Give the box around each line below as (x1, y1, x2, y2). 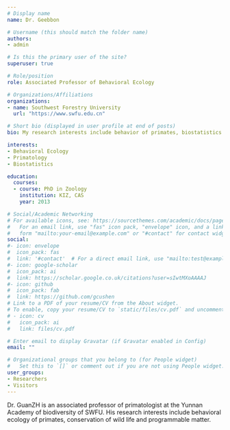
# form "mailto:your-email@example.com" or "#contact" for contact (7, 230, 210, 237)
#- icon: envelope (7, 242, 60, 250)
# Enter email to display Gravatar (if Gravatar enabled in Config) (7, 338, 207, 344)
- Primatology (7, 154, 48, 161)
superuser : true (7, 60, 53, 67)
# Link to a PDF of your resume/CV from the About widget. (7, 300, 179, 307)
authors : (7, 35, 32, 42)
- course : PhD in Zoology (13, 186, 88, 192)
